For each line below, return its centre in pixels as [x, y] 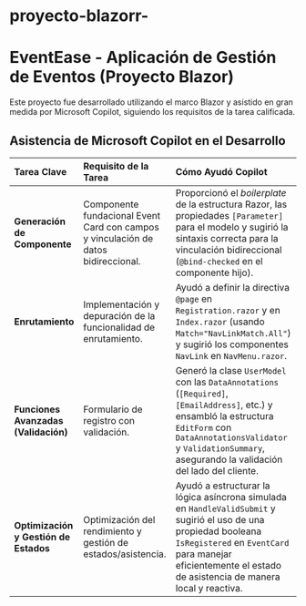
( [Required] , [202, 393]
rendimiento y [113, 531]
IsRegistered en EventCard [232, 542]
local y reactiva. [209, 588]
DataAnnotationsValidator [232, 437]
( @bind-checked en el [219, 261]
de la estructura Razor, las [231, 204]
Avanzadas [39, 420]
